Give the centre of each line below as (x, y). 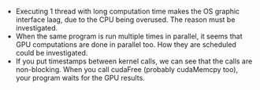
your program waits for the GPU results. (80, 78)
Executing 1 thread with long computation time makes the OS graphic (128, 11)
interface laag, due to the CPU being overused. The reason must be (125, 20)
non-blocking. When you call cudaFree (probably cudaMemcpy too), (127, 69)
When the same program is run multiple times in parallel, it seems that (129, 36)
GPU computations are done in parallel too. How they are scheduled (126, 45)
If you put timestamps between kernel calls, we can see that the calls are (134, 61)
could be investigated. (52, 53)
